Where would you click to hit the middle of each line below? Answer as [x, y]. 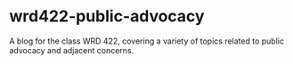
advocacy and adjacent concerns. [72, 50]
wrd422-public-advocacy [107, 16]
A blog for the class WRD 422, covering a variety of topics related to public [147, 41]
